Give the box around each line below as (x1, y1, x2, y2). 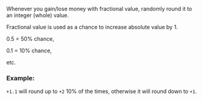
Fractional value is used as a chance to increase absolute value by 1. (6, 24, 178, 30)
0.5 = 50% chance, (6, 35, 55, 42)
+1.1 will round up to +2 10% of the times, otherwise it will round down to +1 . (6, 88, 197, 95)
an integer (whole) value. (6, 12, 69, 19)
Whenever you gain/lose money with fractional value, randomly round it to (6, 5, 192, 12)
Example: (6, 74, 35, 82)
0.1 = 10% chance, (6, 47, 52, 54)
